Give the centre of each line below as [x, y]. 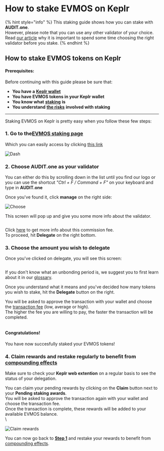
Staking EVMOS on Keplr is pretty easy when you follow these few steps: [78, 121]
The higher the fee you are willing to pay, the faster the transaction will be [79, 312]
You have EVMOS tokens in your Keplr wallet [58, 97]
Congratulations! [23, 333]
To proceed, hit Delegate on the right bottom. [51, 235]
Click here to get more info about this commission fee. [60, 230]
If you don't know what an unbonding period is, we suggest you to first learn [82, 272]
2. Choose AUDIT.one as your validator [52, 166]
